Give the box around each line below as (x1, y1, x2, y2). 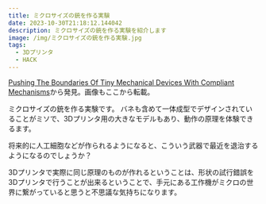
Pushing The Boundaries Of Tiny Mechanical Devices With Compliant (8, 77, 235, 87)
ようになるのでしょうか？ (8, 150, 92, 160)
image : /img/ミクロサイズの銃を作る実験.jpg (8, 33, 142, 42)
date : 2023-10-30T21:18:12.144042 (8, 19, 123, 27)
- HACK (15, 56, 37, 64)
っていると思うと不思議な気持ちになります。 (35, 187, 181, 197)
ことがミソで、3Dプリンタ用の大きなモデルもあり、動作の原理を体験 (14, 114, 240, 123)
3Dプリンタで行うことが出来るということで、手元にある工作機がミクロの (8, 177, 247, 187)
